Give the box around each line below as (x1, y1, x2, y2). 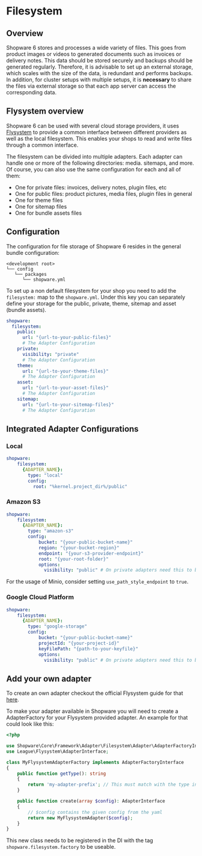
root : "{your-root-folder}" (38, 556, 109, 562)
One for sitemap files (14, 203, 67, 210)
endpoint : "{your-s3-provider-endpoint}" (38, 550, 144, 557)
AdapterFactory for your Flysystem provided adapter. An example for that (6, 714, 188, 721)
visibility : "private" (22, 351, 79, 357)
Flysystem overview (6, 106, 84, 117)
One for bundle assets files (14, 209, 82, 216)
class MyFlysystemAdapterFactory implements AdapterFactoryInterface (6, 759, 185, 765)
